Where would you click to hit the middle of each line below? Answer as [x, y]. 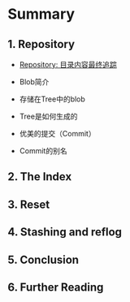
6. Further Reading [56, 287]
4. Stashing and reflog [65, 232]
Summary [41, 14]
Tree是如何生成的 [48, 116]
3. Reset [29, 204]
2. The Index [40, 177]
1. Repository [41, 44]
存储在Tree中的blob [52, 99]
